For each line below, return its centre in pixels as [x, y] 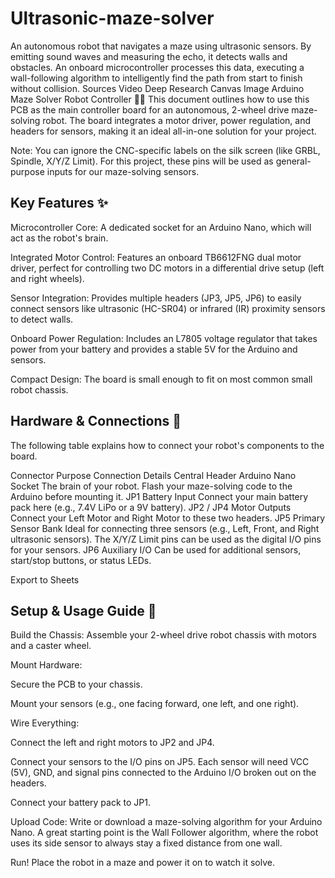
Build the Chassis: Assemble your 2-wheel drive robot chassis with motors [163, 635]
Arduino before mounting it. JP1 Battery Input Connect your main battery [159, 496]
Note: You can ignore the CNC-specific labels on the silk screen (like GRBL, [165, 150]
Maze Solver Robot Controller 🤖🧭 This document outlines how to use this [160, 99]
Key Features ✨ [59, 203]
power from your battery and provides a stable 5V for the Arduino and [154, 349]
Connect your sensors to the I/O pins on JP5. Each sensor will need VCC [160, 762]
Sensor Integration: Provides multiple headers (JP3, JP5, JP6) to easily [156, 298]
